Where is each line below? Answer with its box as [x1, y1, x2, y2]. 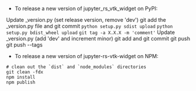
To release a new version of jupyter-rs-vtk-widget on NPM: [14, 53, 159, 59]
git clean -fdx [6, 69, 44, 75]
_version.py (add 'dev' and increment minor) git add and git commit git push [6, 35, 191, 42]
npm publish [6, 79, 35, 85]
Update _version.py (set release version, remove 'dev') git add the [6, 16, 166, 23]
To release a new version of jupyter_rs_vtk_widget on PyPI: [14, 5, 158, 12]
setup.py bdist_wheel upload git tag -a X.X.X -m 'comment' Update [6, 29, 175, 36]
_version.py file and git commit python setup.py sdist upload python [6, 23, 173, 29]
